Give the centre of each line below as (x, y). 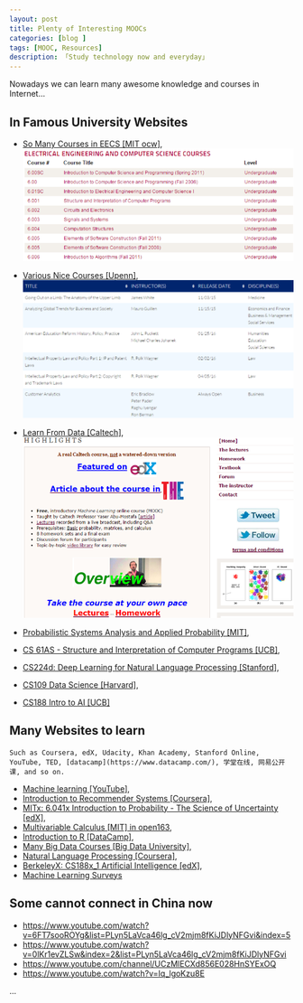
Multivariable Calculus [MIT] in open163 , (97, 827)
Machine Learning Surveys (72, 875)
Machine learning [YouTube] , (76, 788)
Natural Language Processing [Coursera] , (100, 856)
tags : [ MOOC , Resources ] (56, 48)
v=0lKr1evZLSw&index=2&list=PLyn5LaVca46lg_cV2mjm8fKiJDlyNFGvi (154, 954)
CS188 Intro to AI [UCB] (66, 702)
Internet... (28, 94)
